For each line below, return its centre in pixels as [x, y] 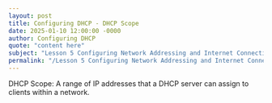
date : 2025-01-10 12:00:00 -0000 [65, 31]
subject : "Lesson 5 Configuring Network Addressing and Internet [121, 53]
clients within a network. [49, 92]
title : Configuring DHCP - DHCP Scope [74, 23]
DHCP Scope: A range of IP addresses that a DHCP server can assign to [129, 83]
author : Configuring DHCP [52, 38]
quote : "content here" [47, 46]
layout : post [30, 16]
